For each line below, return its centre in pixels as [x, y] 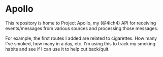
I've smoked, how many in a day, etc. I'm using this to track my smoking [80, 43]
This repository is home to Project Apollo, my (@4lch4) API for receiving [81, 23]
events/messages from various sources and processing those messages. [82, 28]
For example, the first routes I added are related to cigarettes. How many [81, 38]
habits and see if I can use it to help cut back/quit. [58, 49]
